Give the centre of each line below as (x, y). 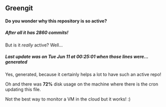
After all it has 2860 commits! (37, 32)
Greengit (19, 8)
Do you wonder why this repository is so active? (56, 21)
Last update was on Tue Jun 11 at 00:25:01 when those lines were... (77, 56)
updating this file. (23, 89)
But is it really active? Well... (34, 45)
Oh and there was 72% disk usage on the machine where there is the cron (82, 84)
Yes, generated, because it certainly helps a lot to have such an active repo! (83, 74)
